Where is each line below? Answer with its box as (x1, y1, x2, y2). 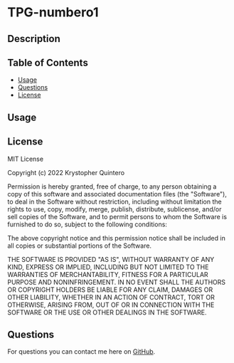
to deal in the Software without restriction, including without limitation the (7, 197, 222, 206)
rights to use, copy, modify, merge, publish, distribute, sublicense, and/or (7, 204, 222, 214)
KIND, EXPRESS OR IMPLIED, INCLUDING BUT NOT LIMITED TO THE (7, 263, 209, 271)
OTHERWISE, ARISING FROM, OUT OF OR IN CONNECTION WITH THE (7, 300, 215, 309)
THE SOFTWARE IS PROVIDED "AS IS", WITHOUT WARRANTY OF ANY (7, 255, 215, 263)
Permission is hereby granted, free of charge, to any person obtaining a (7, 182, 217, 191)
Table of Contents (7, 56, 89, 68)
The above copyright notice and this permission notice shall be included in (7, 233, 225, 242)
